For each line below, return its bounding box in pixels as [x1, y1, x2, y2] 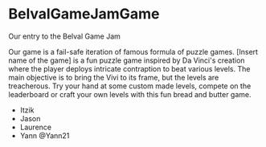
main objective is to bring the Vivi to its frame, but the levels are [8, 72, 219, 82]
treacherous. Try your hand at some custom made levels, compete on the [8, 81, 252, 91]
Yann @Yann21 [19, 130, 70, 141]
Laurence [19, 122, 52, 132]
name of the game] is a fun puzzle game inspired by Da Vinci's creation [8, 55, 245, 65]
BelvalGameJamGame [8, 5, 160, 23]
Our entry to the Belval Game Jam [8, 31, 121, 41]
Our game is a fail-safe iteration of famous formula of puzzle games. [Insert [8, 47, 259, 56]
